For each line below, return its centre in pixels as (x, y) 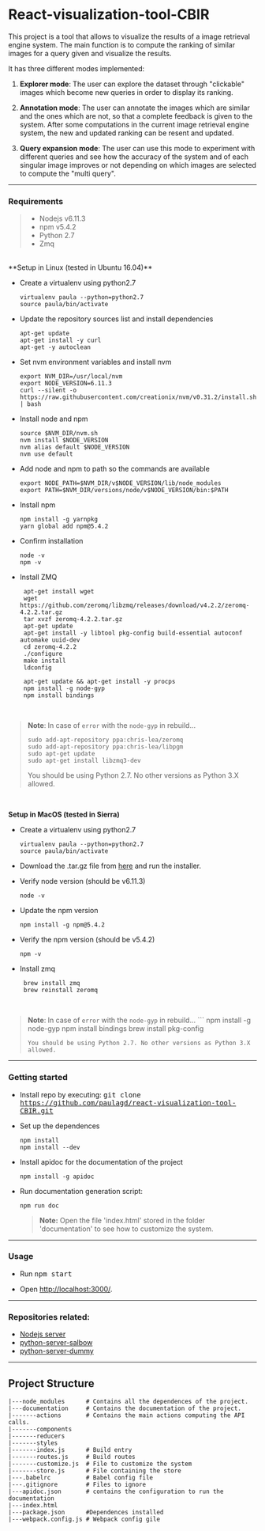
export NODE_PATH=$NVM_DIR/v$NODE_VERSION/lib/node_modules (120, 483)
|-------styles (33, 1443)
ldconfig (38, 668)
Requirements (36, 201)
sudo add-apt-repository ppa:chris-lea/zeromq (105, 740)
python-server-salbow (56, 1343)
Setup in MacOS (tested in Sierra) (64, 815)
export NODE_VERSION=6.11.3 (65, 384)
